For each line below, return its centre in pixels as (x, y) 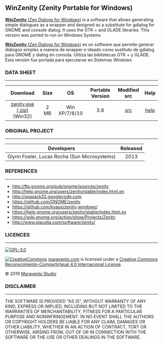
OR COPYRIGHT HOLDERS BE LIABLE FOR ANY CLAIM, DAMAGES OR (75, 322)
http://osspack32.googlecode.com (47, 196)
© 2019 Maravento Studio (31, 274)
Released (131, 149)
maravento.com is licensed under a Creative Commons (103, 259)
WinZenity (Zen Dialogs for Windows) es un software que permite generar (80, 44)
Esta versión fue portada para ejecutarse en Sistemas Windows (68, 60)
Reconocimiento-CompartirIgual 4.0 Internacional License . (64, 264)
